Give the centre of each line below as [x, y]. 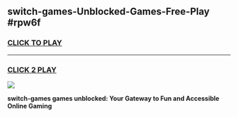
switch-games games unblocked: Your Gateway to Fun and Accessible [113, 98]
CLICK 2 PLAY [32, 69]
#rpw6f [24, 23]
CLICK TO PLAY [35, 43]
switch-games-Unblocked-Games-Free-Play [109, 12]
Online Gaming [30, 106]
